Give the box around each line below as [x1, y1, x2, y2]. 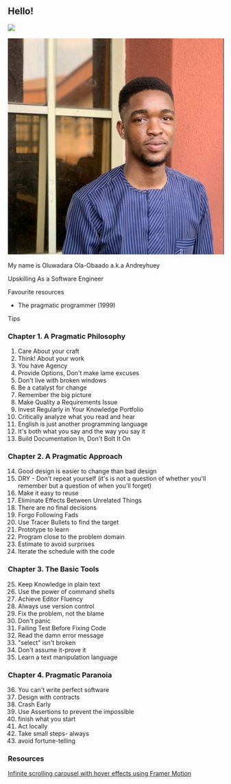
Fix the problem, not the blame [17, 609, 105, 617]
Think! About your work [17, 355, 85, 363]
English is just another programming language [17, 420, 148, 428]
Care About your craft [17, 347, 80, 355]
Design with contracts [17, 693, 80, 701]
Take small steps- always [17, 730, 90, 737]
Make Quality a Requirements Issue [17, 398, 118, 407]
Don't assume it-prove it [17, 645, 86, 654]
